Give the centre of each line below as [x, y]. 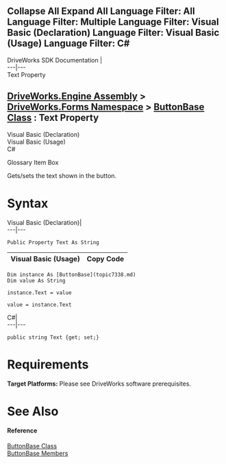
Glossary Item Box [33, 162]
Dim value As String [37, 280]
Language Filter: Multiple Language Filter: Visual [113, 22]
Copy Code [105, 258]
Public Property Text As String [53, 242]
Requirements [48, 364]
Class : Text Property [53, 118]
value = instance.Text [39, 305]
